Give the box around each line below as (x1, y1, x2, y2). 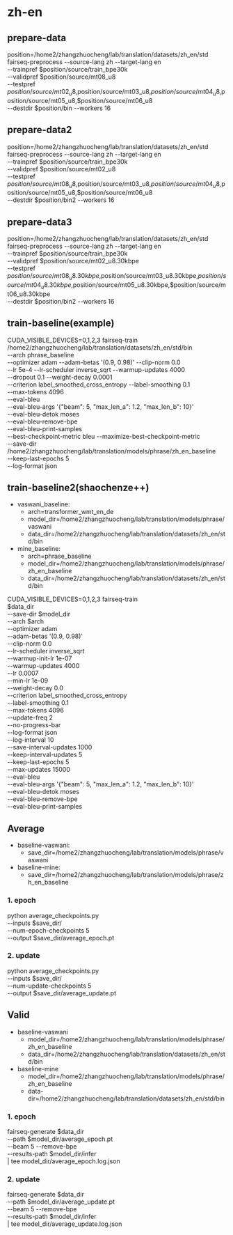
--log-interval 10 (7, 736, 54, 744)
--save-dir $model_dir (7, 610, 71, 619)
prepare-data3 (7, 216, 72, 228)
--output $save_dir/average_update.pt (7, 988, 117, 997)
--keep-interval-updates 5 (7, 750, 83, 759)
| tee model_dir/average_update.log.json (7, 1220, 122, 1228)
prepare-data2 (7, 124, 72, 136)
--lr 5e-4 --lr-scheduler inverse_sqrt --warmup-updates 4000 (7, 365, 186, 373)
